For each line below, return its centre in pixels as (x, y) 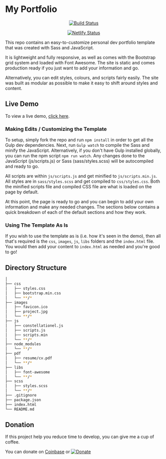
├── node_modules (23, 344)
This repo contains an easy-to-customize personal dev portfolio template (80, 42)
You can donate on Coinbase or (38, 452)
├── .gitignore (21, 396)
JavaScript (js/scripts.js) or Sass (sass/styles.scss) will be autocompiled (79, 161)
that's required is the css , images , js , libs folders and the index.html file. (80, 241)
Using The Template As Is (37, 225)
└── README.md (20, 409)
